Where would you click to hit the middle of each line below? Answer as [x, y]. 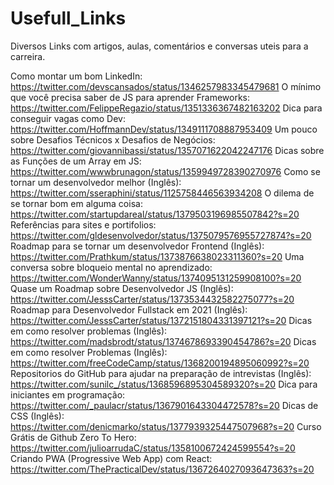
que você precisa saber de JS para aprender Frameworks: [130, 97]
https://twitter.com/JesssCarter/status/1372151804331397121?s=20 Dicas [161, 320]
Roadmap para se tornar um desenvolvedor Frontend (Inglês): [137, 246]
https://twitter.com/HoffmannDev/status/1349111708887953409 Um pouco [164, 129]
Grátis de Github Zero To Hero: [73, 437]
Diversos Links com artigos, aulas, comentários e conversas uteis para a [159, 46]
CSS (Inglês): [37, 416]
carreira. [28, 56]
